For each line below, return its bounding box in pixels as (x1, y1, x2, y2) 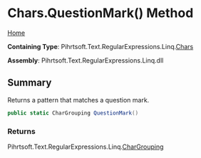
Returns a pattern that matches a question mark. (7, 95, 150, 104)
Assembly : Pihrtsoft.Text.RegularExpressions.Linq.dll (7, 56, 164, 65)
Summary (7, 77, 52, 89)
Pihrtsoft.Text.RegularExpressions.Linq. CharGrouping (7, 142, 164, 151)
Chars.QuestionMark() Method (7, 5, 194, 21)
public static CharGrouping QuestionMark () (7, 109, 139, 117)
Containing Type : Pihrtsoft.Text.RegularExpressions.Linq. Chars (7, 42, 194, 51)
